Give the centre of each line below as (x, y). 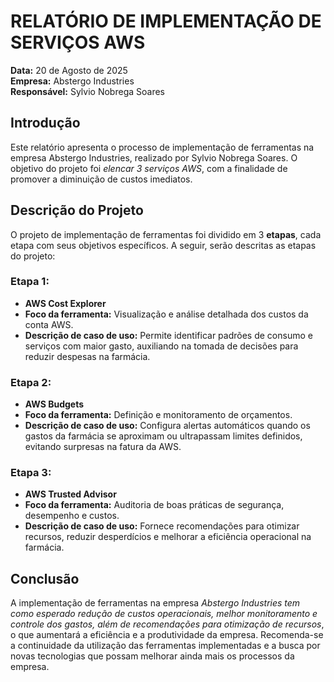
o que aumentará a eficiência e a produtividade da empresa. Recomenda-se (167, 635)
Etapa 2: (31, 382)
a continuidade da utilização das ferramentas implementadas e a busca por (165, 646)
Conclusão (45, 578)
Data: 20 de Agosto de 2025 (69, 70)
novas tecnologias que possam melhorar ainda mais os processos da (152, 656)
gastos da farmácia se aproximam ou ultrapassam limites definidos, (163, 436)
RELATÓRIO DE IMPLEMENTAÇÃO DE (166, 21)
